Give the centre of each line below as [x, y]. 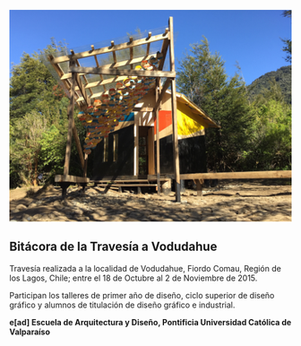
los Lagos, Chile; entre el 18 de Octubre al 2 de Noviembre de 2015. [133, 278]
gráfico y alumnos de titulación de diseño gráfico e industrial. [122, 305]
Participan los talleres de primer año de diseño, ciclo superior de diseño [142, 295]
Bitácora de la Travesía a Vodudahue [113, 247]
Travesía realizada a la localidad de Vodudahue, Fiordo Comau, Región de [146, 268]
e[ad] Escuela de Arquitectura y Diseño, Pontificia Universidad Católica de [150, 322]
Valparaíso [30, 332]
